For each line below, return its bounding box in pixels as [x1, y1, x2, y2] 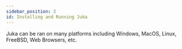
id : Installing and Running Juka [6, 14, 88, 20]
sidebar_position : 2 [6, 8, 57, 15]
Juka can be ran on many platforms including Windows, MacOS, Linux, [6, 30, 177, 37]
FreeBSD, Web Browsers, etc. [6, 36, 77, 43]
